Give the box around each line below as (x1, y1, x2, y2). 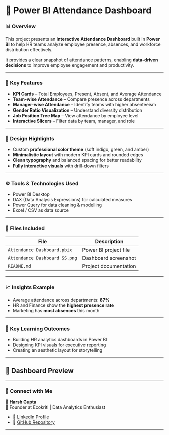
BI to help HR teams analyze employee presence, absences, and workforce (5, 41, 161, 47)
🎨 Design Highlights (5, 135, 54, 142)
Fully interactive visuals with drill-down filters (12, 162, 109, 169)
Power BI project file (82, 246, 130, 253)
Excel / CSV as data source (12, 207, 69, 213)
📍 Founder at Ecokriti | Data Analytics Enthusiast (5, 404, 106, 410)
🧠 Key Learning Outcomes (5, 325, 70, 332)
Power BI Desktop (12, 191, 50, 197)
